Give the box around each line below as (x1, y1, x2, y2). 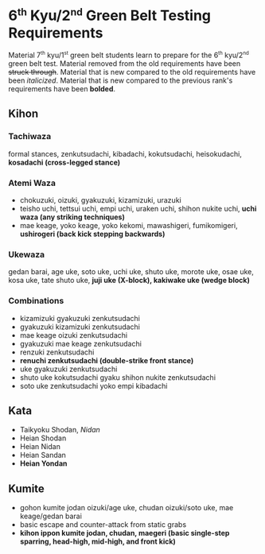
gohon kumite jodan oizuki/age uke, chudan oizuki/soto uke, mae (19, 503, 234, 513)
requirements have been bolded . (8, 83, 116, 93)
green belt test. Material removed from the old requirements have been (8, 58, 241, 68)
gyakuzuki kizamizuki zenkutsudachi (19, 322, 141, 331)
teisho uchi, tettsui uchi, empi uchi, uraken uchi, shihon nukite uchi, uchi (19, 203, 257, 213)
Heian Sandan (19, 451, 66, 460)
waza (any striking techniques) (19, 212, 125, 222)
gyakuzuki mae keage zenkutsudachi (19, 339, 142, 348)
